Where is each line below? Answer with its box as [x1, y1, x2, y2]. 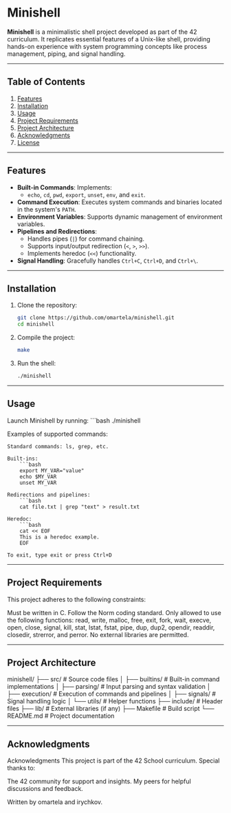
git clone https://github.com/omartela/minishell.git [16, 314, 175, 321]
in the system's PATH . [16, 205, 77, 213]
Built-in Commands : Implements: [16, 183, 112, 191]
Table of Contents [7, 76, 86, 88]
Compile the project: [16, 333, 76, 342]
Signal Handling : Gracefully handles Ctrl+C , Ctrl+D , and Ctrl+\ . [16, 257, 199, 265]
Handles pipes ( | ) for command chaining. [27, 234, 144, 243]
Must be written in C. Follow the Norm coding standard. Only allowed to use [7, 608, 221, 616]
